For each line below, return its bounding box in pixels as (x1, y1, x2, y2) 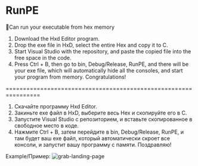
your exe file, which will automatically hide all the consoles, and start (14, 67, 183, 74)
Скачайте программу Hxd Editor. (14, 102, 98, 110)
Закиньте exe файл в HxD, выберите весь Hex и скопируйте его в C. (14, 109, 187, 116)
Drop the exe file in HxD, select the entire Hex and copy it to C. (14, 41, 168, 49)
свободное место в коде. (14, 122, 79, 129)
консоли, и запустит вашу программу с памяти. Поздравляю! (14, 141, 172, 148)
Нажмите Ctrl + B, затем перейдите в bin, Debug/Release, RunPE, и (14, 128, 184, 135)
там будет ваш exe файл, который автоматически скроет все (14, 134, 171, 141)
